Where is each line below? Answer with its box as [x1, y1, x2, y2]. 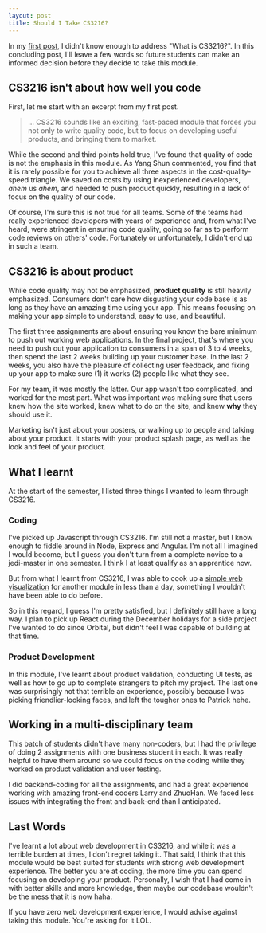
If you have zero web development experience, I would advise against [8, 908, 237, 917]
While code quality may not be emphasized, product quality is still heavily [8, 286, 252, 296]
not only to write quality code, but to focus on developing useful [27, 126, 238, 135]
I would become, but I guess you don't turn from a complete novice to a [8, 550, 243, 559]
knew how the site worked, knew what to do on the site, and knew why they [8, 402, 257, 411]
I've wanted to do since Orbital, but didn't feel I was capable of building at [8, 623, 251, 633]
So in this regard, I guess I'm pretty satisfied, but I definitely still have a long [8, 606, 257, 616]
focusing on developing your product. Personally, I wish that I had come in [8, 875, 252, 884]
